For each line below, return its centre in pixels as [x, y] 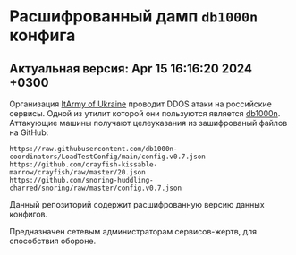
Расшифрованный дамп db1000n [134, 17]
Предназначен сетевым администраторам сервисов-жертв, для [133, 231]
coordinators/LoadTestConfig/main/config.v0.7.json [107, 157]
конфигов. [29, 214]
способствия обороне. [53, 241]
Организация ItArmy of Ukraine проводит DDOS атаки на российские [141, 104]
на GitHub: [29, 132]
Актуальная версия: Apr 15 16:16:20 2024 [131, 68]
